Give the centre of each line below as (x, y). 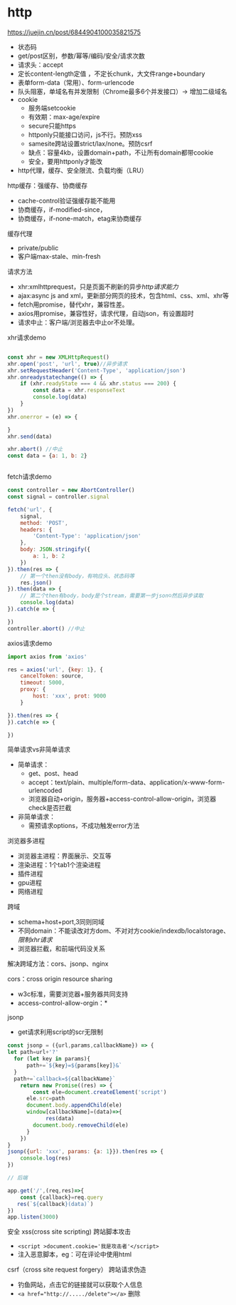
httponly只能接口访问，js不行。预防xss (85, 134)
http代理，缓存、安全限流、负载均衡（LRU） (82, 170)
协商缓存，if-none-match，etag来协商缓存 (80, 218)
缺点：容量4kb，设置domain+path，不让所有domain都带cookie (121, 152)
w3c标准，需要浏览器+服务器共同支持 (73, 994)
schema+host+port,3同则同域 (61, 922)
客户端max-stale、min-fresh (59, 256)
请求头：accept (40, 64)
